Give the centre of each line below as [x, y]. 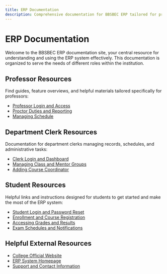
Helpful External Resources [48, 243]
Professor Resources [39, 79]
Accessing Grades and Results [44, 222]
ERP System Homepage [37, 261]
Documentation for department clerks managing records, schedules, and [80, 144]
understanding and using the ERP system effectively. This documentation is [83, 58]
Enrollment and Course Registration [49, 217]
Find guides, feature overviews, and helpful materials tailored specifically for [83, 91]
